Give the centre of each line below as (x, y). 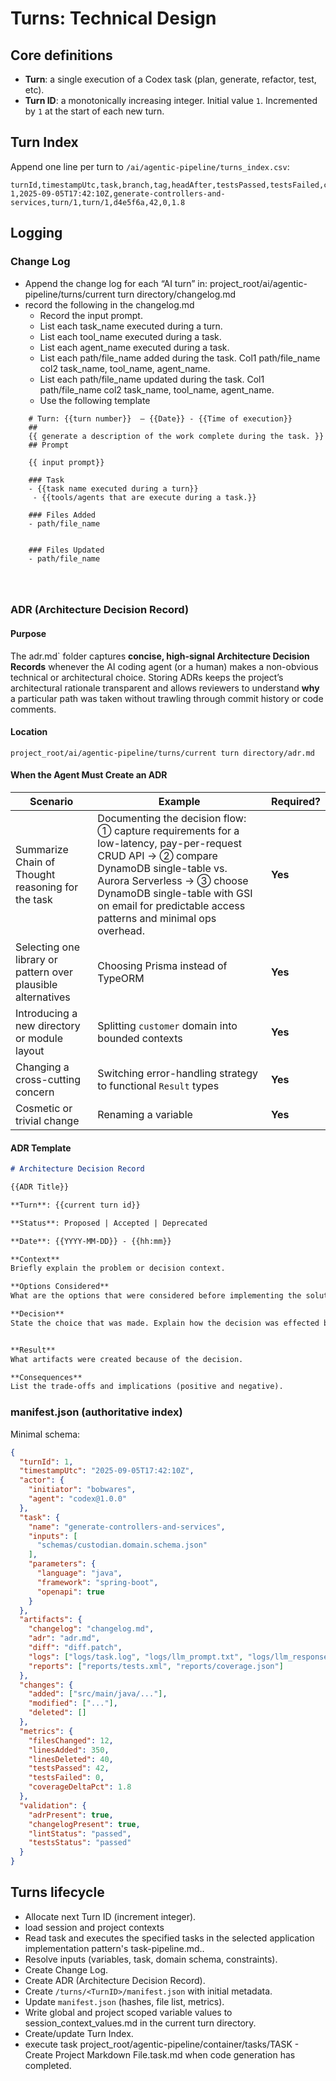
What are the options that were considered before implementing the (156, 1296)
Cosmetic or (44, 1109)
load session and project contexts (94, 1927)
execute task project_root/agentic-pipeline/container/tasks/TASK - (162, 2044)
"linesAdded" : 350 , (69, 1750)
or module (39, 1039)
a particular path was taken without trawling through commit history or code (167, 698)
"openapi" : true (70, 1592)
